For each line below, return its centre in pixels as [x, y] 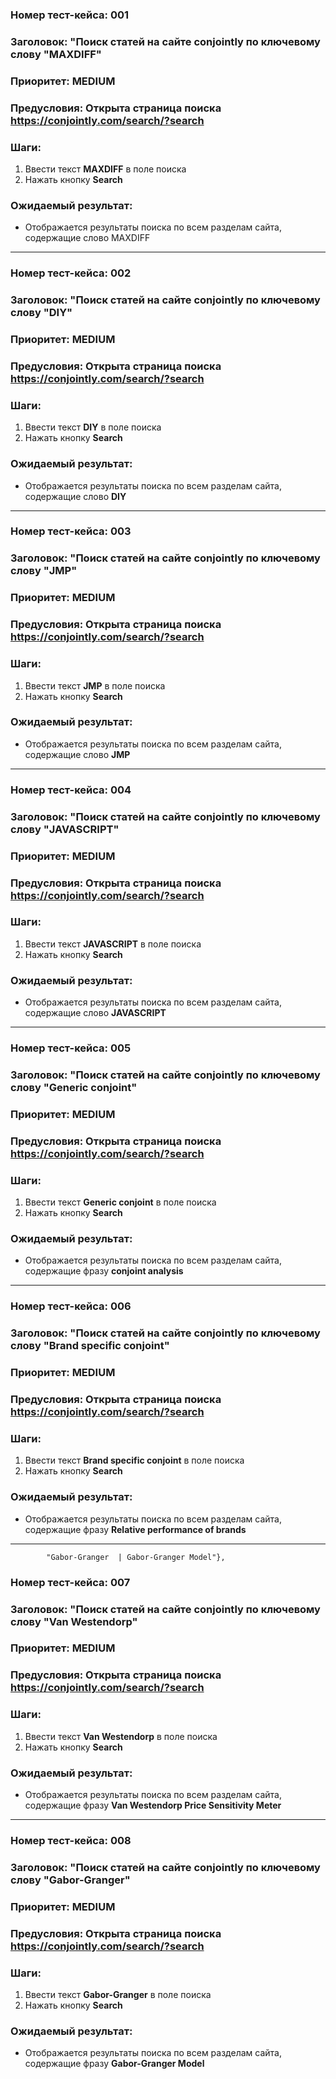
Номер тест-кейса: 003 [71, 531]
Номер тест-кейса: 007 [70, 1582]
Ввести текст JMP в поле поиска [95, 685]
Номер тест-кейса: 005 [71, 1048]
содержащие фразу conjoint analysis [104, 1271]
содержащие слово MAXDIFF [87, 238]
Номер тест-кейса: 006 [71, 1306]
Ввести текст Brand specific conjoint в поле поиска [134, 1460]
